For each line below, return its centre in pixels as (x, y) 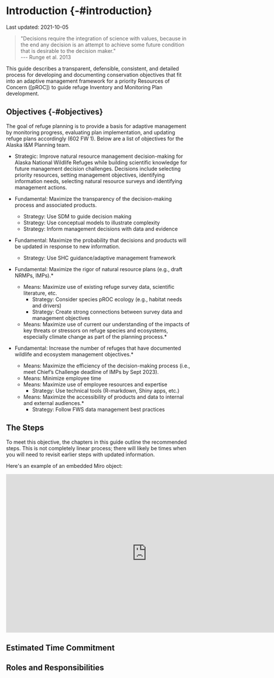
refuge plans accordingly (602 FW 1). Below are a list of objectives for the (95, 139)
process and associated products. (56, 205)
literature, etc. (40, 293)
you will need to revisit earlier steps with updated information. (81, 454)
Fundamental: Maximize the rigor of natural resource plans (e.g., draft (98, 269)
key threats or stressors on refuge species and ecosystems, (96, 330)
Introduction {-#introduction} (79, 11)
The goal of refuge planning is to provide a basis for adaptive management (96, 126)
